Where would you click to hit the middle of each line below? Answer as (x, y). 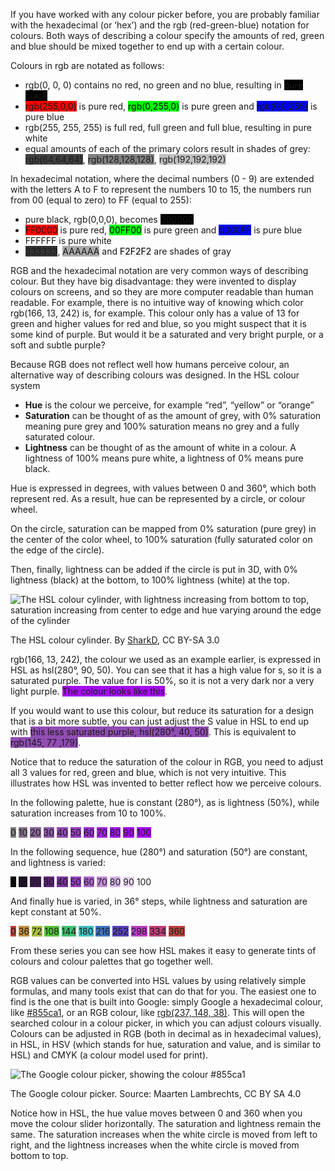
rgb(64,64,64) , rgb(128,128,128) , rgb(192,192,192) (125, 159)
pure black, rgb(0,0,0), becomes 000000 (109, 219)
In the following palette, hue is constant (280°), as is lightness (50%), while (165, 802)
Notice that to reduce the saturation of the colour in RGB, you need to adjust (167, 762)
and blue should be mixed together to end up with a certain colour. (147, 46)
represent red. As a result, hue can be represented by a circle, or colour (158, 498)
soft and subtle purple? (58, 345)
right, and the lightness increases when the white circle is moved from (155, 1145)
